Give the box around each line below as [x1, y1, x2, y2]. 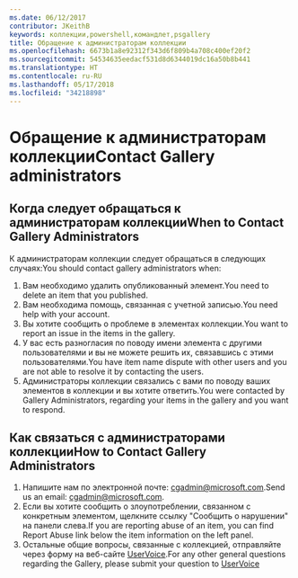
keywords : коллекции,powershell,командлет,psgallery [9, 30, 211, 39]
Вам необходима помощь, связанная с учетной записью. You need [22, 298, 278, 310]
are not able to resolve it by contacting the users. [22, 366, 205, 377]
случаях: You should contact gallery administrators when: [9, 262, 222, 273]
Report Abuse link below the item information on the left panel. [22, 529, 254, 540]
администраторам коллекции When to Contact [9, 215, 285, 230]
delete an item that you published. [22, 289, 148, 300]
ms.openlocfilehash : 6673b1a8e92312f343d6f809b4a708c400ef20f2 [9, 47, 251, 56]
